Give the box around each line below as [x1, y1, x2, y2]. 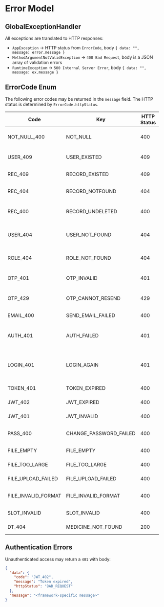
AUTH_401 [7, 332, 33, 339]
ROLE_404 [7, 254, 32, 261]
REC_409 [7, 171, 29, 178]
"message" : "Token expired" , [14, 579, 73, 585]
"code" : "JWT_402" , [14, 575, 54, 580]
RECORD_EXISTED [66, 171, 109, 178]
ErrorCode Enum [5, 83, 57, 91]
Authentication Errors [5, 543, 73, 552]
